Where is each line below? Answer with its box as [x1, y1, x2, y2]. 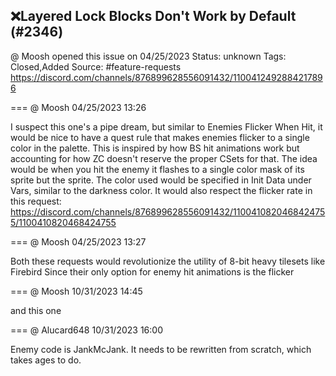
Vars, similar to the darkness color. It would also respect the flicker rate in [10, 184, 313, 196]
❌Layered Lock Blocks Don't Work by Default [10, 8, 297, 25]
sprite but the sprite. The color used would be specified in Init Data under [10, 174, 312, 186]
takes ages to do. [10, 354, 82, 366]
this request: [10, 195, 62, 207]
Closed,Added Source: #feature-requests [10, 60, 182, 73]
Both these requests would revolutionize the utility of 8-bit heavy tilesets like [10, 255, 326, 267]
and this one [10, 304, 62, 316]
